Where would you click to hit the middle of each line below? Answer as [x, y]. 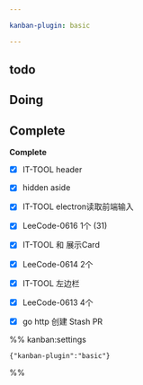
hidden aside [46, 188]
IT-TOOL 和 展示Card [61, 245]
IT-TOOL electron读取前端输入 [78, 206]
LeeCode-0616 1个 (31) [65, 226]
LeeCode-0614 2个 [58, 264]
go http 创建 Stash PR [63, 321]
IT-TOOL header [52, 170]
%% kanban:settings [48, 339]
